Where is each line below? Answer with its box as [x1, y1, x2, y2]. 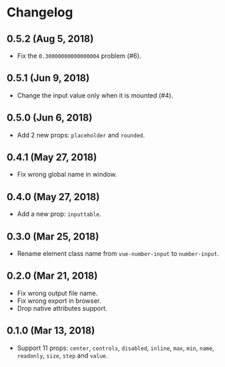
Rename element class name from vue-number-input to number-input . [16, 249, 219, 258]
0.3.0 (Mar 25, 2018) [6, 230, 100, 242]
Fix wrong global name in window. [16, 170, 117, 179]
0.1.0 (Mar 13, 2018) [6, 325, 95, 337]
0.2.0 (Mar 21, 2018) [6, 270, 98, 282]
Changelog [6, 4, 73, 21]
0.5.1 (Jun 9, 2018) [6, 72, 90, 84]
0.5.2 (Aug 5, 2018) [6, 33, 94, 45]
